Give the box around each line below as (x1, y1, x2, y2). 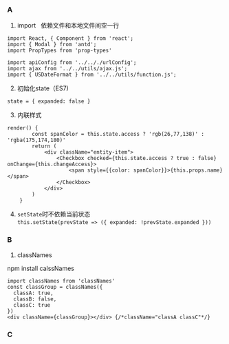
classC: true (13, 301, 51, 308)
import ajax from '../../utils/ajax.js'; (7, 65, 128, 72)
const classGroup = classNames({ (7, 283, 103, 290)
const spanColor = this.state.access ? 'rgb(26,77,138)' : (32, 131, 205, 138)
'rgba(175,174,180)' (7, 136, 67, 144)
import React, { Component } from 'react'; (7, 35, 134, 42)
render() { (7, 125, 39, 132)
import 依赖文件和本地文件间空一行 (17, 21, 120, 30)
